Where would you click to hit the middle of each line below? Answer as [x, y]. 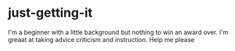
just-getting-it [50, 13]
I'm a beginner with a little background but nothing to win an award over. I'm [118, 32]
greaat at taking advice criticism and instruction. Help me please [101, 39]
